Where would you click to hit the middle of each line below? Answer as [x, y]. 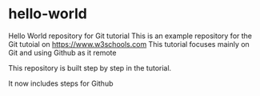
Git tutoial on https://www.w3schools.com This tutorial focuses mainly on [129, 44]
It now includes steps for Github [61, 83]
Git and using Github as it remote [62, 52]
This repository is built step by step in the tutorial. [90, 67]
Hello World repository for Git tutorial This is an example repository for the [130, 36]
